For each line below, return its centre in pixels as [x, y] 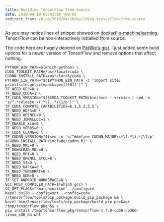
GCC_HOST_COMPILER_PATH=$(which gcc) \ [46, 185]
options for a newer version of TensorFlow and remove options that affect [81, 53]
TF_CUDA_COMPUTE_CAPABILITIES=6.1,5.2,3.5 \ [52, 107]
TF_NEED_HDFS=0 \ [23, 111]
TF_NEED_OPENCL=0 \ [25, 115]
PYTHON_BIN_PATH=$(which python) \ [42, 67]
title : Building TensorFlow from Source [48, 10]
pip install [17, 211]
